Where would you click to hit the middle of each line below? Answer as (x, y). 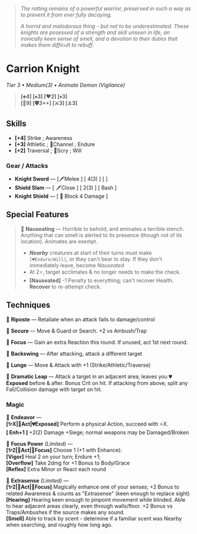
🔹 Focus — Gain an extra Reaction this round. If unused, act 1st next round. (97, 342)
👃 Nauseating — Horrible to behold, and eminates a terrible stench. (102, 228)
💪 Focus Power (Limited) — (39, 443)
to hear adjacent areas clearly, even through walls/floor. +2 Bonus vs (89, 506)
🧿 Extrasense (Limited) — (37, 480)
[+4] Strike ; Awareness (43, 138)
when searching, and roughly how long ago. (59, 525)
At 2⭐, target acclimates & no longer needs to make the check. (105, 272)
